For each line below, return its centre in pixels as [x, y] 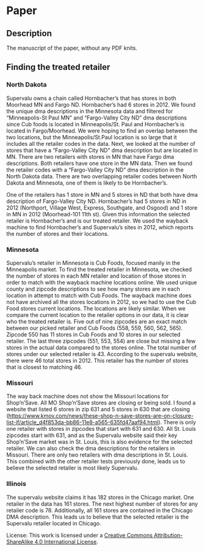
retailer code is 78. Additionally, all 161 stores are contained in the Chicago [100, 510]
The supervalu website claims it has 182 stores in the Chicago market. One [100, 497]
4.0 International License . [67, 541]
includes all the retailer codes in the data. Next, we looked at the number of [101, 143]
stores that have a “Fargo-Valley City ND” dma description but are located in [102, 150]
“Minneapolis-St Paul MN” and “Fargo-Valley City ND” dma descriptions [97, 118]
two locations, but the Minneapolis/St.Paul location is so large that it [92, 137]
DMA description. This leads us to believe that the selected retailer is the [98, 517]
